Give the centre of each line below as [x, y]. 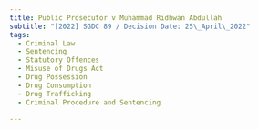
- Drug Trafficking [55, 94]
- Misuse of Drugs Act [61, 69]
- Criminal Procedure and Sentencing [89, 102]
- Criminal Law [47, 43]
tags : [20, 35]
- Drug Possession [53, 77]
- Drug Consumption [55, 85]
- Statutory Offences [59, 60]
